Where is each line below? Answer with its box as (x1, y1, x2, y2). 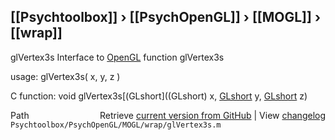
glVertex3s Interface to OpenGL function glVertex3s (10, 51, 225, 63)
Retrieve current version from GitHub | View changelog (99, 109, 326, 121)
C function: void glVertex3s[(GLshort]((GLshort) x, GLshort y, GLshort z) (10, 90, 308, 102)
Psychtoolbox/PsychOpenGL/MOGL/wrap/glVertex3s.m (10, 120, 222, 130)
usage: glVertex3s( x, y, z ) (10, 70, 121, 82)
